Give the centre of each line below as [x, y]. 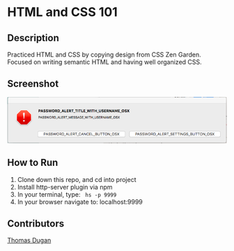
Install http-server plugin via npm [65, 187]
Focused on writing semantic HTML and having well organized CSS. [104, 62]
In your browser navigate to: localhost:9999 [80, 201]
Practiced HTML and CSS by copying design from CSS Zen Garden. [104, 54]
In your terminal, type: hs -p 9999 [67, 194]
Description [33, 38]
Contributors [36, 223]
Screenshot [33, 84]
